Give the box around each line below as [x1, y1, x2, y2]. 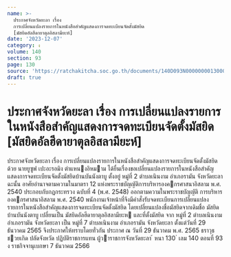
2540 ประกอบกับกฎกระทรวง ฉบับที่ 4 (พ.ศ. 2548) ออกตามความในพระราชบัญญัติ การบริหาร [7, 188, 223, 196]
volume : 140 [7, 49, 41, 56]
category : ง [7, 42, 41, 49]
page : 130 [7, 61, 36, 68]
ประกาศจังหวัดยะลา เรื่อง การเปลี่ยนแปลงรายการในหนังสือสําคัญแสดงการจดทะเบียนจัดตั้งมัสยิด [7, 157, 218, 165]
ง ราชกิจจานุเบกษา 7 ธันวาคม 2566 [7, 242, 90, 250]
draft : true [7, 74, 41, 81]
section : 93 [7, 55, 41, 62]
